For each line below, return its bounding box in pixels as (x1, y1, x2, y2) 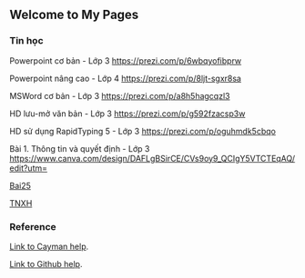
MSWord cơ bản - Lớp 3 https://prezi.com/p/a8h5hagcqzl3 (9, 90, 230, 101)
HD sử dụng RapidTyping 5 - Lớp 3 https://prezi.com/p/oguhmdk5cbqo (9, 125, 276, 136)
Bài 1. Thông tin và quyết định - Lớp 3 (9, 143, 150, 154)
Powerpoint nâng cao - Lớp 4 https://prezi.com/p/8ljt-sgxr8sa (9, 73, 241, 84)
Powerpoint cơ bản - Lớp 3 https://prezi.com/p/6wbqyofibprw (9, 55, 242, 66)
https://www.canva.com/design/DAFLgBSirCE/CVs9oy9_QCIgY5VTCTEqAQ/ (9, 153, 296, 164)
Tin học (9, 35, 44, 47)
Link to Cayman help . (9, 241, 89, 252)
